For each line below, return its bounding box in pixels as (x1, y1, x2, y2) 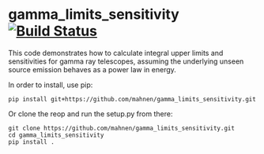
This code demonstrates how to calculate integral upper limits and (8, 48, 224, 57)
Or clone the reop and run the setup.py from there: (8, 108, 173, 119)
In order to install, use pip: (8, 80, 93, 90)
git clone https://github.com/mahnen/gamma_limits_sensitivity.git (8, 124, 236, 132)
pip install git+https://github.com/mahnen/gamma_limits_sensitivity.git (8, 95, 257, 103)
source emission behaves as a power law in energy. (8, 64, 176, 74)
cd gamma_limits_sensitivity (8, 131, 104, 139)
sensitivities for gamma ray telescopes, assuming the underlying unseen (8, 57, 244, 66)
